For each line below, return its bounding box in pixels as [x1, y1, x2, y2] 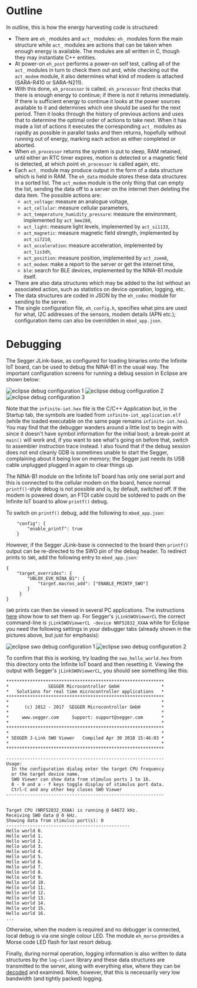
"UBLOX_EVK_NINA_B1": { [27, 575, 85, 581]
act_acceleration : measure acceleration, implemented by [23, 242, 163, 249]
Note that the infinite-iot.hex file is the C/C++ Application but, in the [6, 405, 178, 412]
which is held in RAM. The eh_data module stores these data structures [14, 173, 187, 180]
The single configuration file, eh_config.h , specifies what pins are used [14, 304, 187, 311]
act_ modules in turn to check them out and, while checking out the [14, 66, 178, 73]
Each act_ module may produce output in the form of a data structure [14, 166, 183, 173]
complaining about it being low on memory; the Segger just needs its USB [6, 455, 185, 462]
